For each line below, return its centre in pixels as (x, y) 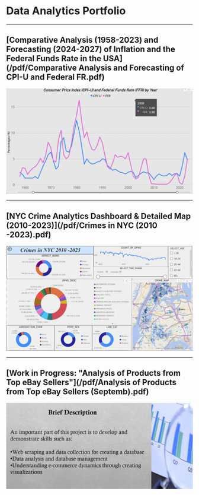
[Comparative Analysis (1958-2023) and (82, 40)
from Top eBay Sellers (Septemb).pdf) (78, 392)
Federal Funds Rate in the (54, 58)
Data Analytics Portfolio (66, 11)
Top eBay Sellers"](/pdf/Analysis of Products (91, 383)
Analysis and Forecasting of (131, 68)
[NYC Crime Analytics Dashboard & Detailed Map (99, 216)
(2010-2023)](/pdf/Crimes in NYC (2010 (82, 225)
